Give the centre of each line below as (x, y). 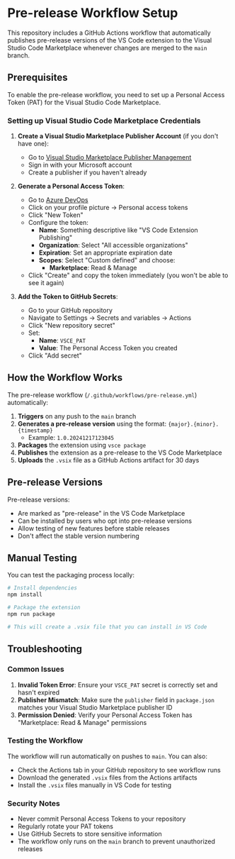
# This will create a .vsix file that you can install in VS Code (107, 627)
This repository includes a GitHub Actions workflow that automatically (109, 33)
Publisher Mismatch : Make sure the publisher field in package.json (116, 699)
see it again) (46, 283)
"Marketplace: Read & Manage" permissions (82, 722)
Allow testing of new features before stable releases (93, 528)
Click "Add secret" (55, 355)
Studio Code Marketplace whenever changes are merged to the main (107, 48)
